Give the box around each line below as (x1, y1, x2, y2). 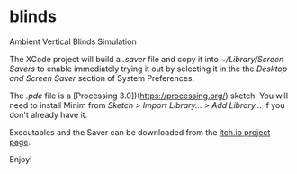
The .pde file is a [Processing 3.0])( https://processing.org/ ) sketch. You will (9, 90, 289, 101)
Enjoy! (9, 153, 33, 164)
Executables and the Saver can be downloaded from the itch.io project (9, 126, 271, 137)
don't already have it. (9, 109, 88, 120)
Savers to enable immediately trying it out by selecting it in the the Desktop (9, 63, 288, 74)
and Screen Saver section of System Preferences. (9, 72, 195, 83)
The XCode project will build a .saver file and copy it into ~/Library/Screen (9, 53, 284, 64)
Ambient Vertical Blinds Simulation (9, 36, 137, 47)
